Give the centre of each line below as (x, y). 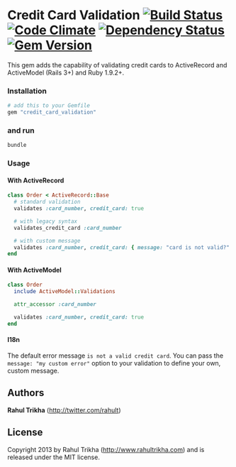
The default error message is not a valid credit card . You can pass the (116, 356)
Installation (27, 91)
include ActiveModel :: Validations (64, 292)
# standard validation (47, 202)
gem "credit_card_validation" (52, 112)
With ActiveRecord (36, 180)
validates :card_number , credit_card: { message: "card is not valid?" (122, 247)
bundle (17, 145)
